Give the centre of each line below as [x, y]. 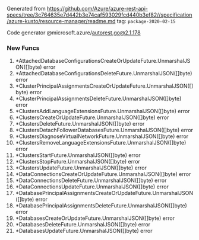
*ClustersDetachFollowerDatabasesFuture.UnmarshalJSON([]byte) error [104, 130]
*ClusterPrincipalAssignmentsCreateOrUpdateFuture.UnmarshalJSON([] [104, 86]
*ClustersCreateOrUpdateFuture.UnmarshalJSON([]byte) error [92, 117]
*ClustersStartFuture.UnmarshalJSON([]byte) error [78, 155]
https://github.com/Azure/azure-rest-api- [97, 9]
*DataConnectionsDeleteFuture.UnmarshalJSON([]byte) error [91, 181]
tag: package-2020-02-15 [146, 21]
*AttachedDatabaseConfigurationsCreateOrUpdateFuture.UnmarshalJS [103, 61]
